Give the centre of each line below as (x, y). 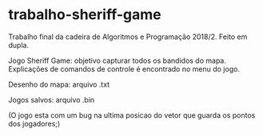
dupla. (19, 45)
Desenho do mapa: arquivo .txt (59, 84)
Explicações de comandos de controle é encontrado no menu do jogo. (124, 68)
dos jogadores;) (34, 123)
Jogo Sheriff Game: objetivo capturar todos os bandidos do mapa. (117, 60)
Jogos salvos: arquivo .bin (52, 99)
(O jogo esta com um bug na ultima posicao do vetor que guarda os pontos (132, 115)
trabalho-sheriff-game (85, 15)
